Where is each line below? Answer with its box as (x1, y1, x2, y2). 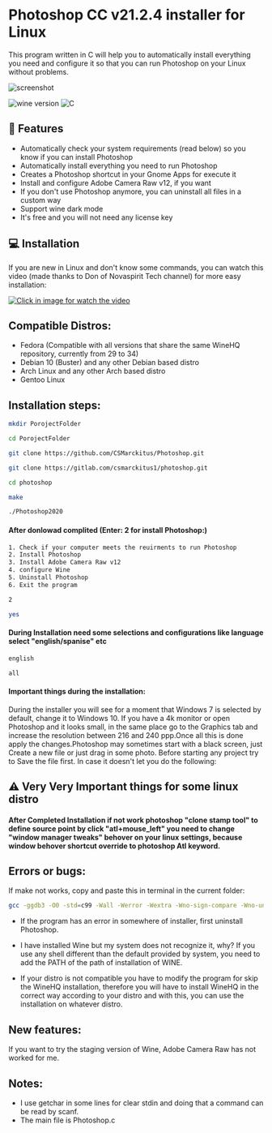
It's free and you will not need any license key (19, 212, 173, 222)
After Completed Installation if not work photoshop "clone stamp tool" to (8, 815, 259, 825)
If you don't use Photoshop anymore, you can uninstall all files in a (19, 187, 241, 196)
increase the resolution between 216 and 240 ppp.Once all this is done (8, 730, 244, 740)
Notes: (8, 1076, 43, 1090)
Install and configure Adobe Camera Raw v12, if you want (19, 178, 212, 187)
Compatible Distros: (8, 319, 112, 333)
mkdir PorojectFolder (8, 420, 82, 428)
